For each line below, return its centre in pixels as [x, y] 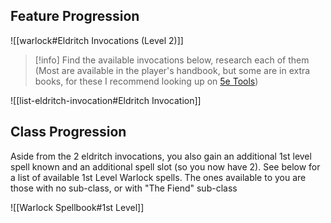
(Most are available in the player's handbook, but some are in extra [172, 70]
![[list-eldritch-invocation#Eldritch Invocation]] [106, 100]
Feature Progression [75, 16]
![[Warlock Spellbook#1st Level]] [77, 207]
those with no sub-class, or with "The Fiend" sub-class [124, 188]
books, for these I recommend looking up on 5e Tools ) [146, 81]
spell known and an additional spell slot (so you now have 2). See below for [165, 166]
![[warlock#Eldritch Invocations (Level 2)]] [97, 40]
